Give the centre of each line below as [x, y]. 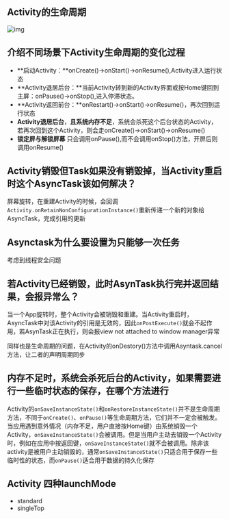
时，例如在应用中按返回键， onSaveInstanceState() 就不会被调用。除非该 [108, 443]
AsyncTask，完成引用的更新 [46, 218]
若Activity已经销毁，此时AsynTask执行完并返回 [109, 284]
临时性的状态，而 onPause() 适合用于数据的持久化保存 [81, 460]
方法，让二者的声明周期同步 [46, 355]
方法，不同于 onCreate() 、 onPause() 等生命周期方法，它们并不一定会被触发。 [114, 417]
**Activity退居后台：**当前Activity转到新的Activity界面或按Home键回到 [118, 87]
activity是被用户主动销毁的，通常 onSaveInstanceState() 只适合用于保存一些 [112, 451]
